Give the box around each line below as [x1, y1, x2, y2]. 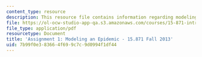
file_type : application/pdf [6, 25, 77, 31]
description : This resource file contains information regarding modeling [6, 14, 198, 20]
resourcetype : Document [6, 31, 66, 37]
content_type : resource [6, 8, 66, 15]
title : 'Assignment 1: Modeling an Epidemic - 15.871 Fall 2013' [6, 36, 173, 42]
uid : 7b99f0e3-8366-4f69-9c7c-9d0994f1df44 [6, 42, 117, 48]
